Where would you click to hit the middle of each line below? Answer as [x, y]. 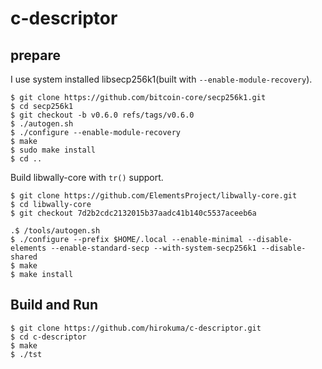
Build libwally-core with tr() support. [87, 177]
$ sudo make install [53, 150]
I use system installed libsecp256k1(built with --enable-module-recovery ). [161, 79]
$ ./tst [26, 354]
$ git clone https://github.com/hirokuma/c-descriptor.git [136, 328]
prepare [35, 55]
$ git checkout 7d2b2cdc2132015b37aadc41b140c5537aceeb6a [133, 213]
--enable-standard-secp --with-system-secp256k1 [153, 248]
